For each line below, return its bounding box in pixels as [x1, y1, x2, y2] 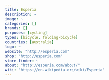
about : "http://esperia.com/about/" [5, 63, 80, 68]
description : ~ [5, 12, 36, 17]
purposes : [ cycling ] [5, 30, 48, 35]
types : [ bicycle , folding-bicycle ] [5, 35, 78, 40]
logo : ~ [5, 44, 21, 49]
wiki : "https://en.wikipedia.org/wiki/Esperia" [5, 68, 105, 73]
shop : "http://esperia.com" [5, 53, 63, 59]
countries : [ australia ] [5, 40, 54, 45]
